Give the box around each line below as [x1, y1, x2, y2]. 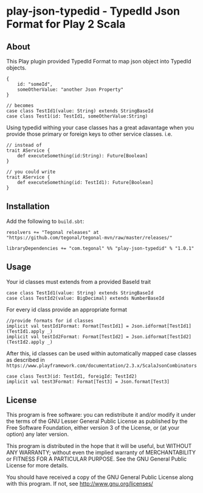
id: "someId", [17, 81, 53, 87]
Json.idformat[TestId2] [131, 333, 191, 339]
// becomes [6, 102, 34, 108]
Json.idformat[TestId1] [131, 323, 191, 329]
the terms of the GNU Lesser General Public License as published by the [6, 417, 188, 425]
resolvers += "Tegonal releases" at [6, 229, 99, 235]
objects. [6, 64, 27, 71]
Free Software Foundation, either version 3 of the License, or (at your [6, 424, 180, 431]
